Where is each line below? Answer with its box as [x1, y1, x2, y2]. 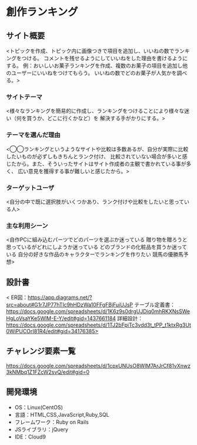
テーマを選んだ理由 [6, 131, 61, 139]
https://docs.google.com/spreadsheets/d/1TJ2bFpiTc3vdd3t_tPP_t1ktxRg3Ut [6, 321, 191, 328]
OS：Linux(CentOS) [14, 404, 64, 411]
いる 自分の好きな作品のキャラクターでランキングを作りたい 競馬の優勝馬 [6, 251, 184, 258]
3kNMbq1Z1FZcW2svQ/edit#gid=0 [6, 368, 90, 376]
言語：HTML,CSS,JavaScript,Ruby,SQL [14, 411, 110, 418]
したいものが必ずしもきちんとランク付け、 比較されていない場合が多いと [6, 152, 182, 160]
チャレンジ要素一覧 [6, 346, 76, 356]
